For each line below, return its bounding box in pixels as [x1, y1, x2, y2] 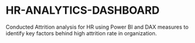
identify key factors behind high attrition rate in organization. [5, 29, 157, 36]
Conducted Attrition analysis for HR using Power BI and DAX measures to [5, 23, 189, 30]
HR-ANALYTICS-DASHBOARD [5, 4, 160, 17]
